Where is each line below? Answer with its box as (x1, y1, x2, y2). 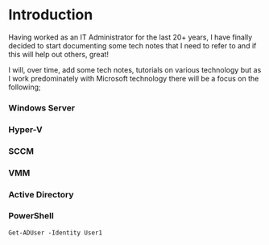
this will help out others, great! (8, 49, 110, 59)
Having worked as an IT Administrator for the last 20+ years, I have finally (8, 32, 253, 42)
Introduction (8, 6, 93, 24)
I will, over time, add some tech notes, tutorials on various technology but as (8, 64, 262, 74)
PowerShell (8, 210, 54, 222)
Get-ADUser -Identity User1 (8, 228, 103, 237)
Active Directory (8, 189, 74, 200)
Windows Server (8, 102, 75, 114)
